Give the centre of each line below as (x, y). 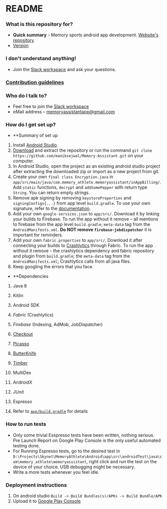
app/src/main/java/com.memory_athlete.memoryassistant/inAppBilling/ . (87, 182)
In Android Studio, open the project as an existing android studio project (86, 166)
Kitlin (18, 296)
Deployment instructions (36, 485)
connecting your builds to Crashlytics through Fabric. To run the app (83, 246)
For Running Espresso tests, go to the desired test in (66, 451)
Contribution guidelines (35, 82)
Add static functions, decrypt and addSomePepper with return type (80, 188)
